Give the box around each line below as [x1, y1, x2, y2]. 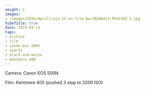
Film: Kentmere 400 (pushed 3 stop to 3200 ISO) [5, 80, 103, 86]
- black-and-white [5, 52, 42, 57]
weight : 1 [5, 7, 25, 12]
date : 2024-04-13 [5, 25, 40, 30]
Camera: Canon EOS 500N [5, 70, 59, 76]
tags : [5, 30, 16, 35]
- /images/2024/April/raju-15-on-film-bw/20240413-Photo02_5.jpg [5, 16, 140, 21]
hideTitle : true [5, 20, 38, 26]
